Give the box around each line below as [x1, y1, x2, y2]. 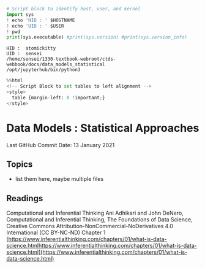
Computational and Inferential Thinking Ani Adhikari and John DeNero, [6, 209, 184, 217]
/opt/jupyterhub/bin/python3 [6, 67, 81, 73]
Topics [6, 159, 33, 169]
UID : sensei [6, 51, 43, 57]
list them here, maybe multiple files [15, 175, 104, 183]
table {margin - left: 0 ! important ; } [12, 94, 105, 101]
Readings [6, 193, 43, 204]
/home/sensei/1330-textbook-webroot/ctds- [6, 56, 116, 63]
